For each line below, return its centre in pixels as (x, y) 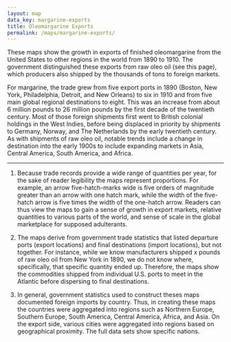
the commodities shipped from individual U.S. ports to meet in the (110, 274)
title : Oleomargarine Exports (51, 26)
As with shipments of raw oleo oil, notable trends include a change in (105, 139)
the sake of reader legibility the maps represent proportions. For (108, 180)
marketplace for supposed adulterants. (72, 224)
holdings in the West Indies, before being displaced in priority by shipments (114, 124)
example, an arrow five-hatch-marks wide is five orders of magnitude (115, 188)
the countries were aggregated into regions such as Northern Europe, (115, 310)
